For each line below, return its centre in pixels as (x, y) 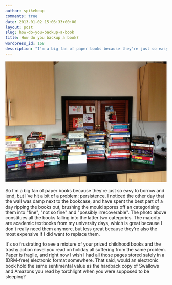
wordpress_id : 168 (25, 44)
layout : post (19, 27)
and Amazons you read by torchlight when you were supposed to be (77, 271)
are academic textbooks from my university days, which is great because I (84, 223)
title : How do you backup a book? (42, 38)
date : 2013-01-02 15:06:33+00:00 (41, 22)
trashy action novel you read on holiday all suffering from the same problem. (86, 249)
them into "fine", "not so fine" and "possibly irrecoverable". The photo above (86, 212)
